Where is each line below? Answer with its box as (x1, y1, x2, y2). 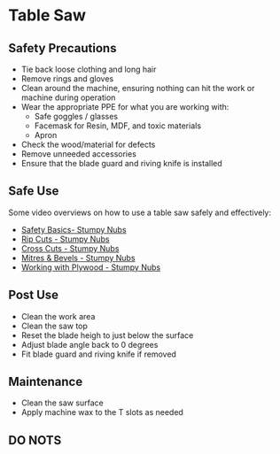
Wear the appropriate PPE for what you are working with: (20, 102, 229, 112)
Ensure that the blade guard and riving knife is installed (20, 158, 222, 168)
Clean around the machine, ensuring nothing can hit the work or (20, 83, 255, 93)
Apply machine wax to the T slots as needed (20, 407, 183, 418)
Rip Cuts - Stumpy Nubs (20, 234, 110, 244)
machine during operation (20, 92, 116, 103)
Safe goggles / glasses (34, 112, 119, 121)
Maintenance (8, 374, 83, 389)
